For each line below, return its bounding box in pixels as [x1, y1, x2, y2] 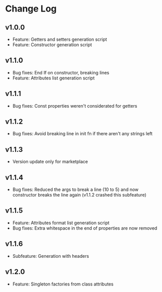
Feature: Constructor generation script [12, 42, 92, 48]
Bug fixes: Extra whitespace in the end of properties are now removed [12, 225, 157, 231]
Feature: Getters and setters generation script [12, 36, 107, 42]
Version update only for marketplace [12, 159, 88, 165]
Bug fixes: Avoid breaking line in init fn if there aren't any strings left [12, 131, 153, 137]
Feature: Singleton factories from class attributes [12, 281, 114, 287]
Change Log [5, 3, 57, 15]
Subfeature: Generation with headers [12, 253, 89, 259]
